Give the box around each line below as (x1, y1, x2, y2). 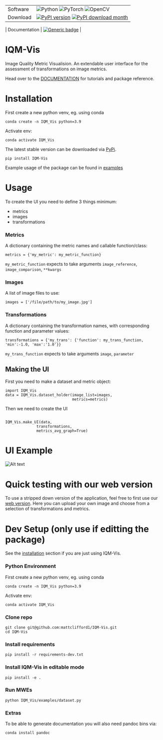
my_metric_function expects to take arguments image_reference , (5, 261, 138, 267)
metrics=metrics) (72, 396, 108, 402)
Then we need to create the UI (5, 405, 68, 411)
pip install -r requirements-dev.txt (5, 652, 84, 657)
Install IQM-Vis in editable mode (5, 664, 85, 671)
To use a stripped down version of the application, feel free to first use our (5, 495, 158, 501)
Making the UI (5, 365, 49, 373)
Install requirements (5, 641, 55, 648)
